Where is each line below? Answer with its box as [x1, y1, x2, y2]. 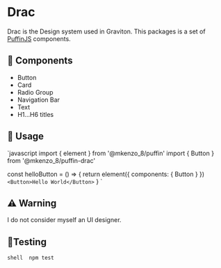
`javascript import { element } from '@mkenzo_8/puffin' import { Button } [7, 149, 214, 157]
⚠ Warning [7, 197, 57, 209]
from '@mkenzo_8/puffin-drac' [7, 156, 96, 164]
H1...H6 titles [17, 110, 54, 118]
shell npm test [7, 255, 54, 262]
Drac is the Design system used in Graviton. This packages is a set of [7, 27, 206, 36]
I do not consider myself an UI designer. [7, 216, 122, 224]
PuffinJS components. [7, 34, 71, 42]
